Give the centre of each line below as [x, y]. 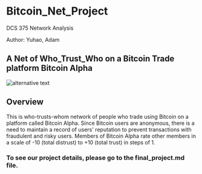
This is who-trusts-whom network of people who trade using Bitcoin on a [97, 116]
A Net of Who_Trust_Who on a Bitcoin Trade [90, 59]
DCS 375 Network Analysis [40, 28]
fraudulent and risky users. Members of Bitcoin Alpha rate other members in [101, 136]
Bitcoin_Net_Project [57, 11]
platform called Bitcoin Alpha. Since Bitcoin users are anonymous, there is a [100, 123]
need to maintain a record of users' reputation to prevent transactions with [99, 129]
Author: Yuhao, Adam [33, 39]
